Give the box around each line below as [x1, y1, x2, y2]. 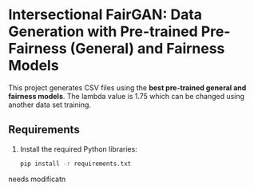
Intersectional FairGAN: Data [8, 6, 202, 24]
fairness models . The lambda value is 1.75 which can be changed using [8, 91, 245, 101]
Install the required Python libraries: [19, 144, 137, 153]
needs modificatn [8, 174, 66, 184]
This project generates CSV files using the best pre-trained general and [8, 82, 247, 93]
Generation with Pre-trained [8, 22, 198, 41]
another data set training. [8, 100, 92, 109]
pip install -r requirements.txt [19, 160, 132, 168]
